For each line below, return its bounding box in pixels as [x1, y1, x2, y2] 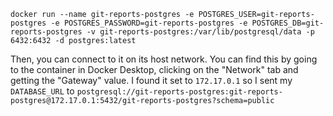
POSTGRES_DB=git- [251, 18, 325, 28]
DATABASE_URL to [10, 85, 75, 97]
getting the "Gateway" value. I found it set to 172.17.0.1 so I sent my [10, 75, 293, 86]
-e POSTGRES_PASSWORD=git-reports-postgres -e [50, 18, 248, 28]
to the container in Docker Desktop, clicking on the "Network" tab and [10, 64, 299, 75]
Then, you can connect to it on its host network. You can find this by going [10, 53, 318, 65]
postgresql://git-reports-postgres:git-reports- [76, 87, 283, 97]
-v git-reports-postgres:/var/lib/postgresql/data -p [86, 27, 315, 37]
